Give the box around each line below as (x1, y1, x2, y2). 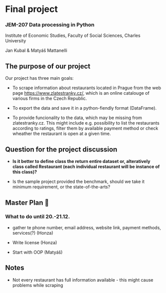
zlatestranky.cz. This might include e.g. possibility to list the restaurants (12, 120, 160, 126)
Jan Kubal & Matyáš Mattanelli (5, 47, 67, 53)
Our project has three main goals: (5, 75, 74, 81)
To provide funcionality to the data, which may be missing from (12, 115, 142, 121)
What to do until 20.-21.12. (5, 213, 70, 220)
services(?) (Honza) (12, 230, 53, 236)
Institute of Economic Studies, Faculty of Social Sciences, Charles (5, 32, 141, 38)
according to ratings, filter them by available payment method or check (12, 126, 159, 132)
